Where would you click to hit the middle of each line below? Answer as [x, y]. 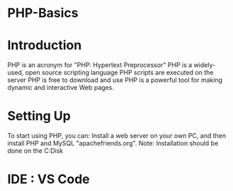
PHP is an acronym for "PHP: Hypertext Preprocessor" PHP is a [100, 65]
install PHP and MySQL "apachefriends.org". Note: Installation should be [113, 144]
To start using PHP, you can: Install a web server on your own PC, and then [117, 136]
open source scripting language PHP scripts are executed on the [119, 73]
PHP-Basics [43, 13]
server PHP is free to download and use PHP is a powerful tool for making [115, 80]
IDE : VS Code [49, 179]
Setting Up [39, 116]
